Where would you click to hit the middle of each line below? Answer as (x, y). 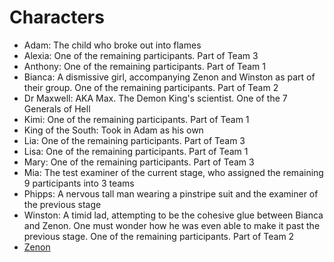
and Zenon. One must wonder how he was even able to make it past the (172, 225)
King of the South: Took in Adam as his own (113, 130)
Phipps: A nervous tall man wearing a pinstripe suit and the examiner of (171, 193)
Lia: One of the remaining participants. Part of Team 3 (134, 140)
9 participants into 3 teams (79, 183)
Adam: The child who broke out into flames (112, 45)
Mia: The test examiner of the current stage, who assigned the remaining (173, 172)
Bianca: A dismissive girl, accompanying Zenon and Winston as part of (169, 77)
